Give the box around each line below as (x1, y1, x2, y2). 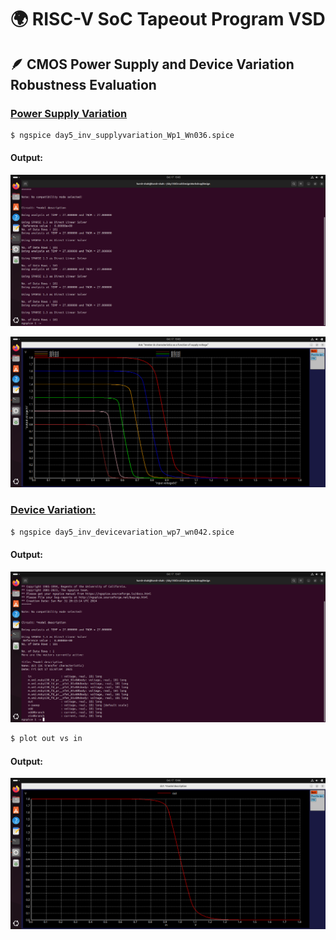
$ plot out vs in (10, 734, 83, 744)
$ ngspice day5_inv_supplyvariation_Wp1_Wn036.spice (10, 130, 235, 140)
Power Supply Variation (10, 106, 128, 120)
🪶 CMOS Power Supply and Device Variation (10, 56, 295, 73)
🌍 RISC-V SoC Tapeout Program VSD (10, 8, 326, 31)
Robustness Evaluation (10, 76, 157, 93)
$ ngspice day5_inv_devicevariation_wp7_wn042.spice (10, 527, 235, 537)
